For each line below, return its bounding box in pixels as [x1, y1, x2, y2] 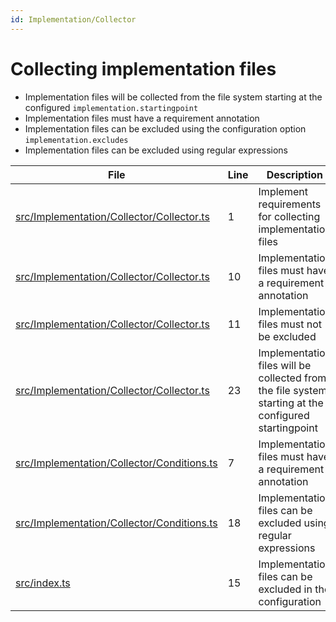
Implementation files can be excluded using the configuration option [24, 122, 307, 135]
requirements [258, 197, 322, 211]
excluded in [258, 582, 313, 596]
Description [266, 167, 324, 181]
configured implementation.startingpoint [24, 101, 199, 113]
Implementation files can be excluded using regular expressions [24, 144, 289, 156]
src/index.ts [15, 576, 71, 590]
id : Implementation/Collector [10, 14, 137, 25]
